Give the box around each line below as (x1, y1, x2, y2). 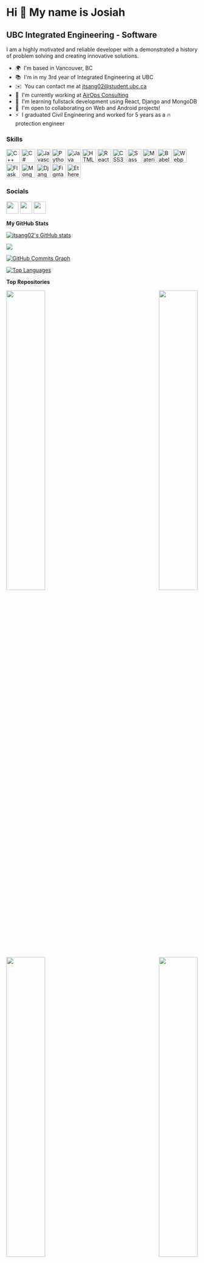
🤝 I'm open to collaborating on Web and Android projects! (15, 105, 161, 111)
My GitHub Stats (6, 219, 49, 227)
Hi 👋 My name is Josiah (6, 5, 126, 19)
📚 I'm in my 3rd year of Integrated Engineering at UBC (15, 74, 154, 81)
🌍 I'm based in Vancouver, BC (15, 64, 93, 72)
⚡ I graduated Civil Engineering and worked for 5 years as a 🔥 (15, 111, 171, 118)
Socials (6, 187, 29, 196)
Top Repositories (6, 278, 50, 285)
